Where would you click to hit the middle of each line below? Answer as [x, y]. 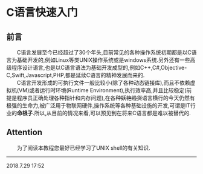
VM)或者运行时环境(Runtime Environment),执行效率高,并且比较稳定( [103, 90]
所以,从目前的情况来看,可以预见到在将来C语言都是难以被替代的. [113, 113]
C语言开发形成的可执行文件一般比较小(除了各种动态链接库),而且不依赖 [104, 83]
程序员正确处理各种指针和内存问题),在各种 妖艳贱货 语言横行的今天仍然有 [106, 98]
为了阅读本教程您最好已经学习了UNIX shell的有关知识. [84, 148]
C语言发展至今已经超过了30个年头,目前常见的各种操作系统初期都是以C [104, 52]
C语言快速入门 [42, 12]
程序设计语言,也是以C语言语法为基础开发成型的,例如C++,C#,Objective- [99, 68]
